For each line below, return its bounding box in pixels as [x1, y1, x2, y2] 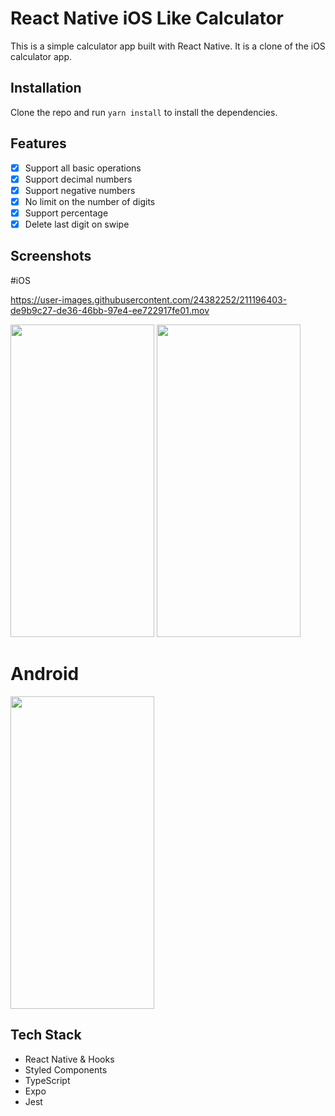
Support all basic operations [24, 162, 142, 174]
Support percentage [24, 207, 109, 219]
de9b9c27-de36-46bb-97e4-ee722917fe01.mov [10, 304, 210, 316]
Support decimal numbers [24, 173, 133, 185]
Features [10, 135, 67, 152]
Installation [10, 80, 82, 97]
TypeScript [24, 1074, 71, 1086]
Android [10, 662, 80, 685]
